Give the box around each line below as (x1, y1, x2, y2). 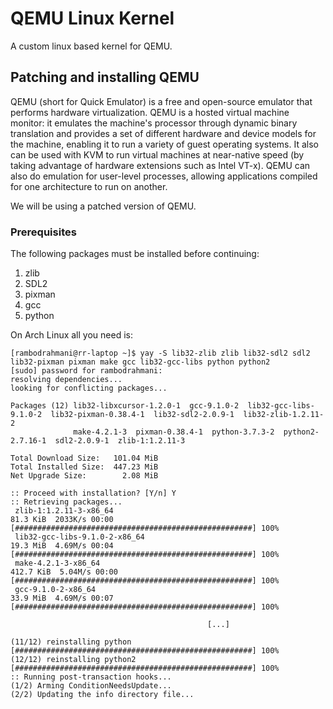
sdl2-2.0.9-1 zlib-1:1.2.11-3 (54, 436, 186, 446)
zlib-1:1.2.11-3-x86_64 (14, 506, 114, 516)
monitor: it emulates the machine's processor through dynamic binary (10, 117, 298, 129)
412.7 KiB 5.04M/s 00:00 (10, 567, 118, 577)
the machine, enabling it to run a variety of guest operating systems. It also (10, 138, 319, 150)
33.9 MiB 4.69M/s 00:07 (10, 593, 114, 604)
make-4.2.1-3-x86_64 (14, 558, 101, 569)
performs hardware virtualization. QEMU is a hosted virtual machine (10, 106, 290, 118)
